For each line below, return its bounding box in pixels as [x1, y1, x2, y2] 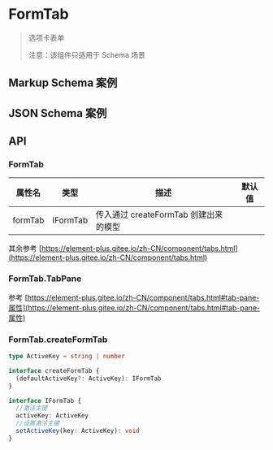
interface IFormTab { [8, 396, 82, 405]
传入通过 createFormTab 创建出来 [96, 209, 223, 220]
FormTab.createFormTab [8, 334, 108, 345]
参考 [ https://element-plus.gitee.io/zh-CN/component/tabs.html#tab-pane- [8, 292, 260, 302]
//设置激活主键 [15, 419, 59, 427]
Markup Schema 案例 [8, 76, 118, 90]
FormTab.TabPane [8, 273, 82, 284]
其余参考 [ [8, 244, 42, 253]
